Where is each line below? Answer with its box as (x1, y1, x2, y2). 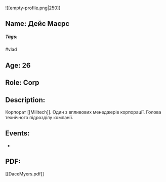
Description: (5, 95, 46, 104)
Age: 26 (5, 61, 31, 69)
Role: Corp (5, 79, 39, 87)
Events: (5, 129, 30, 138)
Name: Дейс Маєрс (5, 19, 70, 28)
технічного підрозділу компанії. (5, 114, 73, 120)
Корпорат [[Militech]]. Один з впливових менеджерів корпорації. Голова (5, 109, 161, 115)
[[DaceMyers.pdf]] (5, 170, 45, 177)
